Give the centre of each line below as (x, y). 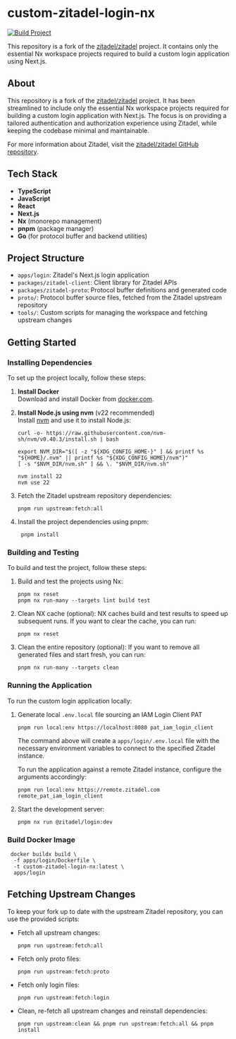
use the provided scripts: (43, 919)
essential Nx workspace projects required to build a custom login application (118, 54)
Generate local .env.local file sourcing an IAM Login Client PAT (110, 714)
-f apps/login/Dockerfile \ (55, 860)
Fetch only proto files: (49, 958)
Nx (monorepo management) (60, 221)
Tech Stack (32, 174)
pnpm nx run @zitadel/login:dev (65, 822)
